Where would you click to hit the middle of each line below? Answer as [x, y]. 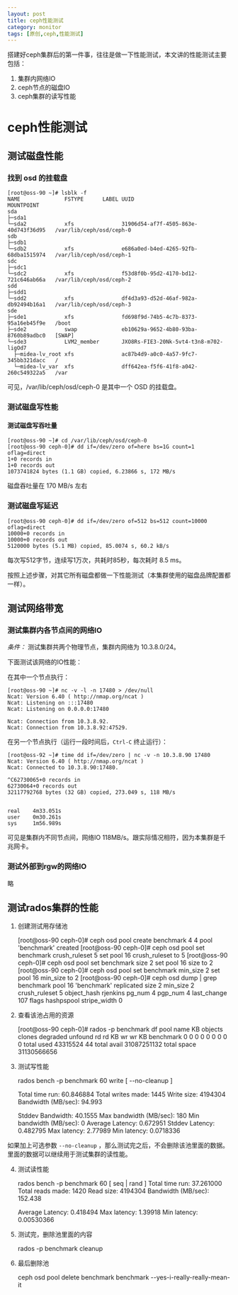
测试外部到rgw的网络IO [47, 867]
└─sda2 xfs [41, 224]
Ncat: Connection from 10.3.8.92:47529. [68, 728]
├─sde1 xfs [41, 317]
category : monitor [34, 27]
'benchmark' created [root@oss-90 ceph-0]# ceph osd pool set [111, 948]
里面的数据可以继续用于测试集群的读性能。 [69, 1154]
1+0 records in [30, 459]
